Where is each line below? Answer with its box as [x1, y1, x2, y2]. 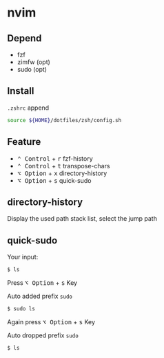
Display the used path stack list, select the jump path [7, 215, 157, 223]
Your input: [7, 253, 39, 261]
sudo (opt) [17, 66, 47, 73]
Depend [7, 32, 42, 44]
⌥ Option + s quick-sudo [17, 176, 92, 184]
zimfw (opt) [17, 58, 50, 66]
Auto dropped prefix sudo [7, 331, 79, 339]
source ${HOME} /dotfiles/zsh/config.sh [7, 117, 122, 123]
